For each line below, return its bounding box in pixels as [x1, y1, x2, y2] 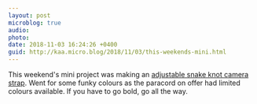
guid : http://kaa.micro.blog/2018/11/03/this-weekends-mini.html [8, 48, 226, 56]
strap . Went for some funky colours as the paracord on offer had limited [8, 78, 241, 87]
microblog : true [8, 19, 61, 27]
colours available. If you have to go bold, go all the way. [8, 87, 189, 95]
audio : [8, 26, 30, 34]
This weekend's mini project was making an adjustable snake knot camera [8, 70, 249, 79]
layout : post [8, 11, 51, 20]
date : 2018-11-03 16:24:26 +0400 [8, 41, 118, 49]
